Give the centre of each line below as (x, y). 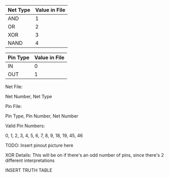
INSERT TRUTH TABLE (29, 170)
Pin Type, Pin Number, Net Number (42, 116)
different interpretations (30, 160)
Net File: (14, 87)
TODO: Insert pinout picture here (39, 145)
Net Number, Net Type (29, 96)
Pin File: (13, 106)
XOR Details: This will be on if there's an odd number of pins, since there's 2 (85, 155)
